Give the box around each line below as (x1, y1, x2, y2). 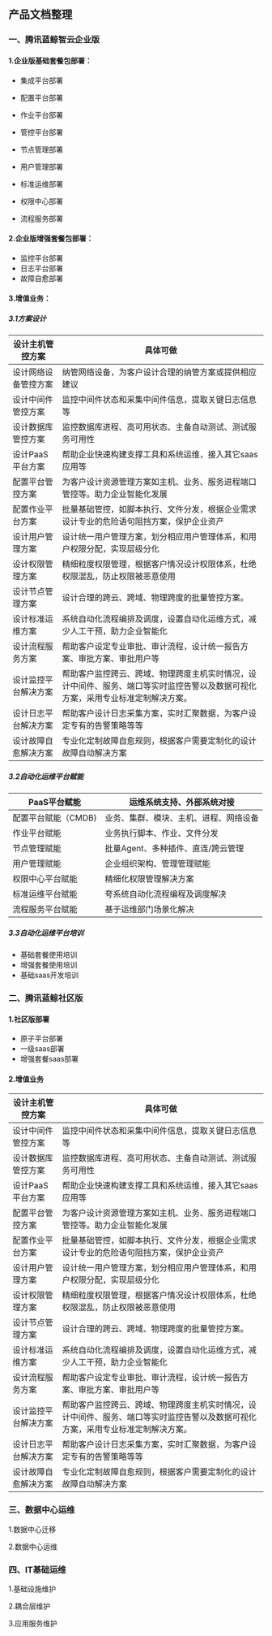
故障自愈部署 (19, 273, 63, 283)
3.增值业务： (8, 293, 51, 303)
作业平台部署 (19, 110, 63, 119)
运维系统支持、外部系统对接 (129, 797, 235, 808)
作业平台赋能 (12, 828, 62, 839)
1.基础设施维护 (8, 1584, 57, 1594)
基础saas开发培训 (19, 970, 79, 980)
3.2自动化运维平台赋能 (8, 771, 84, 781)
